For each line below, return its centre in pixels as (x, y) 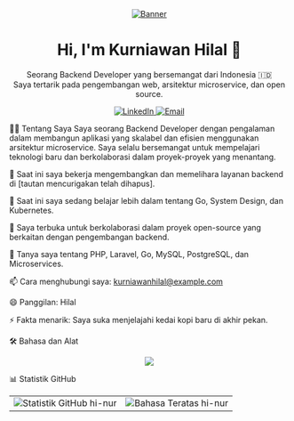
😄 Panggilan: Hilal (43, 302)
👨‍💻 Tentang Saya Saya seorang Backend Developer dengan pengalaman (142, 128)
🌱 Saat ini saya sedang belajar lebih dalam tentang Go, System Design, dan (147, 200)
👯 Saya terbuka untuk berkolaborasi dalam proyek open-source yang (135, 227)
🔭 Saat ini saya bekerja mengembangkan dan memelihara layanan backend (147, 174)
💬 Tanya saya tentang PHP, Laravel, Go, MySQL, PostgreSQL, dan (129, 254)
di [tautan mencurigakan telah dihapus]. (82, 183)
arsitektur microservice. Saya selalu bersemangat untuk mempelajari (135, 147)
